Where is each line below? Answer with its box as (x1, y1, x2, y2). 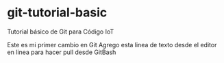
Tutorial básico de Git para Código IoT (7, 27, 114, 36)
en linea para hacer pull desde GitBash (7, 48, 116, 56)
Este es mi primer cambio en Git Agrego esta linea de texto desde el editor (7, 40, 217, 49)
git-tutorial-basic (7, 5, 108, 21)
